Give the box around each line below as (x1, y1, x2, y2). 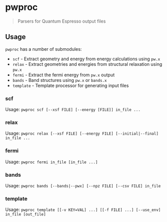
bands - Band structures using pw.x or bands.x (12, 77, 107, 83)
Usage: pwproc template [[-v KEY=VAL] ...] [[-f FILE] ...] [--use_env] (5, 206, 161, 212)
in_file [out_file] (5, 212, 46, 217)
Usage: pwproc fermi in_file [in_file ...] (5, 159, 98, 165)
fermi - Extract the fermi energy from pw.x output (12, 72, 115, 78)
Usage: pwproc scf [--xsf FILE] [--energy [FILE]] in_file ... (5, 106, 141, 113)
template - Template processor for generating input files (12, 82, 129, 88)
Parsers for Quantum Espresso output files (17, 18, 106, 24)
